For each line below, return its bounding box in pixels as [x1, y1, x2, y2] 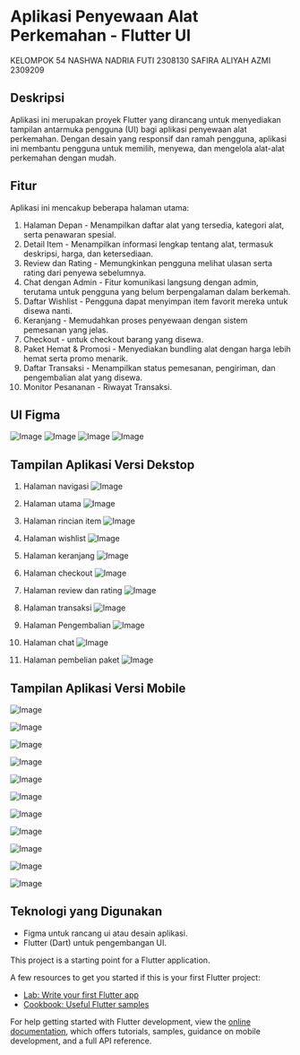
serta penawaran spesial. [22, 229, 117, 239]
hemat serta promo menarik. [22, 352, 129, 364]
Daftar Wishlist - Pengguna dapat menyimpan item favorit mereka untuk [22, 296, 288, 307]
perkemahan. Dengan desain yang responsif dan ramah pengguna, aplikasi [10, 133, 287, 144]
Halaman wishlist [22, 533, 86, 544]
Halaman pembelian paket [22, 654, 120, 665]
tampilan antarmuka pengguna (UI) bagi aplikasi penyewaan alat [10, 124, 247, 134]
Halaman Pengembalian [22, 620, 111, 631]
